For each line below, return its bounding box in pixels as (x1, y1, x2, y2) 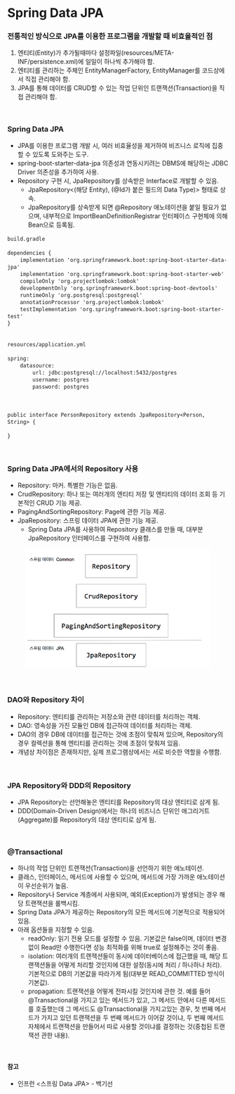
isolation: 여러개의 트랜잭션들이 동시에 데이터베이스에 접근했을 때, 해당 (27, 952, 221, 960)
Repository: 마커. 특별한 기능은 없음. (17, 481, 118, 490)
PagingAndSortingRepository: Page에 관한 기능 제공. (17, 508, 167, 516)
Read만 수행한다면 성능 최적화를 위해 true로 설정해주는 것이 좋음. (41, 943, 219, 952)
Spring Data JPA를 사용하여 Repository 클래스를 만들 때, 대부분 (27, 525, 203, 534)
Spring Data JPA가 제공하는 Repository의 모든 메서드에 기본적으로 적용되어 (17, 908, 225, 917)
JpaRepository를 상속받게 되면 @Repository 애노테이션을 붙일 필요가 (27, 203, 220, 211)
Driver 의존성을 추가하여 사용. (17, 168, 100, 176)
